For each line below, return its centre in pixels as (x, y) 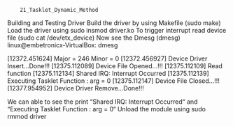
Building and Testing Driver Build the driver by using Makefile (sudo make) (114, 23)
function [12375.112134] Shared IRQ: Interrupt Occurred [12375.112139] (108, 73)
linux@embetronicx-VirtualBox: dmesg (63, 45)
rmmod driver (27, 116)
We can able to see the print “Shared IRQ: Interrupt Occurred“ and (103, 102)
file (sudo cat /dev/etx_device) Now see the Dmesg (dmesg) (94, 38)
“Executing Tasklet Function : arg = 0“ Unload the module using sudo (107, 109)
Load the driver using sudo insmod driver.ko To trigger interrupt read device (117, 30)
